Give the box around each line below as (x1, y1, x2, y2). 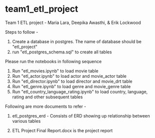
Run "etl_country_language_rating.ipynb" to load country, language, (12, 89, 148, 94)
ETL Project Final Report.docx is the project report (12, 127, 113, 133)
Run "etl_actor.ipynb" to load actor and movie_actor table (12, 73, 127, 79)
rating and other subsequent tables (12, 94, 83, 100)
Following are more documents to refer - (5, 103, 86, 109)
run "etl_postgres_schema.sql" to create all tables (12, 49, 112, 55)
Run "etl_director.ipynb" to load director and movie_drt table (12, 78, 133, 84)
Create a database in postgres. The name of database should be (12, 38, 142, 45)
